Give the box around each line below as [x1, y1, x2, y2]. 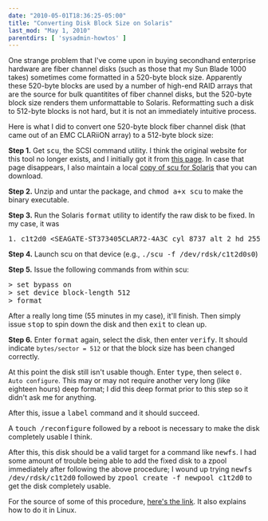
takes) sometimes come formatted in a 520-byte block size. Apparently [8, 72, 242, 82]
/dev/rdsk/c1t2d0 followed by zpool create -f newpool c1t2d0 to [8, 473, 253, 483]
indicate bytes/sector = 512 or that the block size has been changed [8, 343, 235, 353]
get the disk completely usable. [8, 481, 112, 491]
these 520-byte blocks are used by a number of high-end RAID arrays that [8, 81, 253, 91]
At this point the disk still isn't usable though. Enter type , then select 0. [8, 367, 243, 377]
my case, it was [8, 219, 60, 229]
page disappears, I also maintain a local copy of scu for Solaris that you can [8, 163, 258, 172]
